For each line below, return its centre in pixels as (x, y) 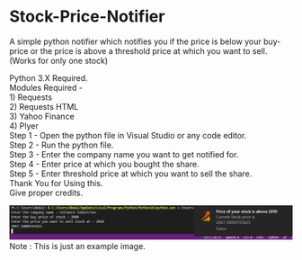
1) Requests (31, 97)
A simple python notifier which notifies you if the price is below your (136, 41)
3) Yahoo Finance (42, 116)
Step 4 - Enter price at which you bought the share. (104, 164)
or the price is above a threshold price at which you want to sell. (149, 50)
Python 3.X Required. (49, 77)
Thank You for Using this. (56, 183)
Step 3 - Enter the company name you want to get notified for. (124, 154)
